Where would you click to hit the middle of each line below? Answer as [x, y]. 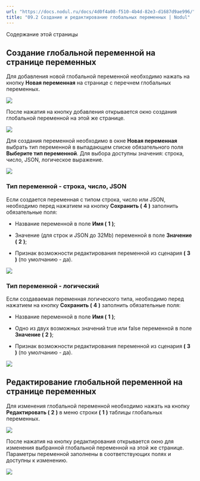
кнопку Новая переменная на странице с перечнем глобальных [89, 83]
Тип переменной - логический [53, 286]
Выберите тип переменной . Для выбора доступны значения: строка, [95, 154]
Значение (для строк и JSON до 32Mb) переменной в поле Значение [103, 235]
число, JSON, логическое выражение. [55, 160]
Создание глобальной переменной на [81, 53]
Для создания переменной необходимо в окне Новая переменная [92, 141]
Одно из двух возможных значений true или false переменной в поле [103, 328]
